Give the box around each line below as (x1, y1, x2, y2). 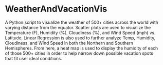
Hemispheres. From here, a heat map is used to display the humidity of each (5, 45, 158, 51)
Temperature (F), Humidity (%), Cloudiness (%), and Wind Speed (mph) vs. (5, 30, 156, 35)
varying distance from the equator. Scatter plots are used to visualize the (5, 24, 151, 30)
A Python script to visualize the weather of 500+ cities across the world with (5, 19, 159, 25)
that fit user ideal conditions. (5, 55, 62, 61)
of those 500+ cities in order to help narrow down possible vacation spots (5, 50, 153, 56)
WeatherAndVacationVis (5, 3, 108, 15)
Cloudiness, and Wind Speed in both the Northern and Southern (5, 40, 133, 46)
